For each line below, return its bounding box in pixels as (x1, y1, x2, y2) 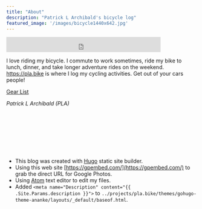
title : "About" (6, 8, 45, 15)
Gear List (6, 88, 29, 96)
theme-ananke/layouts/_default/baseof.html (15, 197, 127, 204)
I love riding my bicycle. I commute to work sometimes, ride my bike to (6, 57, 182, 64)
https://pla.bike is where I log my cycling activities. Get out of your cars (6, 70, 183, 78)
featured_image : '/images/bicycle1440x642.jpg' (6, 20, 129, 26)
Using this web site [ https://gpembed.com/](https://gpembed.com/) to (15, 164, 191, 171)
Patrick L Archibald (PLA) (6, 100, 70, 107)
